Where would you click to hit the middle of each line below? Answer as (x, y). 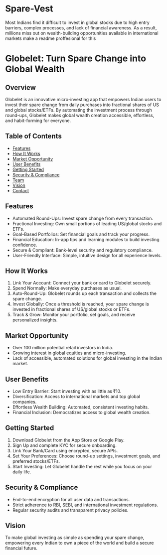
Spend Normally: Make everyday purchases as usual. (67, 288)
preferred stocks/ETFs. (36, 461)
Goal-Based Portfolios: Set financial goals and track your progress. (81, 234)
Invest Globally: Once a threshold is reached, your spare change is (81, 304)
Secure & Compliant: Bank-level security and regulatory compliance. (83, 250)
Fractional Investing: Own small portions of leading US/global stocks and (87, 223)
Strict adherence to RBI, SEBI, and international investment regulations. (85, 505)
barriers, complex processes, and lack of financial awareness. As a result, (81, 27)
